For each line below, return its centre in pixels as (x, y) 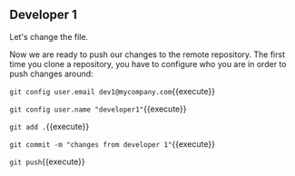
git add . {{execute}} (49, 126)
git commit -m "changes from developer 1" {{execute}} (113, 143)
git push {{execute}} (48, 161)
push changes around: (51, 73)
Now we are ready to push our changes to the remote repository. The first (147, 54)
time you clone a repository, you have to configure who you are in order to (148, 64)
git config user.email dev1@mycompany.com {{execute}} (113, 91)
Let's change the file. (49, 36)
